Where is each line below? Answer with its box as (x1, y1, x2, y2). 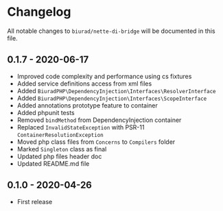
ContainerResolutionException (16, 132, 104, 138)
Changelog (7, 4, 71, 20)
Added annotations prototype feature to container (16, 101, 158, 110)
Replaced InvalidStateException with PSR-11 (16, 123, 145, 131)
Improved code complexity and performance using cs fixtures (16, 72, 192, 80)
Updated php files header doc (16, 152, 102, 160)
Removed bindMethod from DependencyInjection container (16, 116, 182, 124)
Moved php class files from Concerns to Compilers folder (16, 138, 176, 146)
